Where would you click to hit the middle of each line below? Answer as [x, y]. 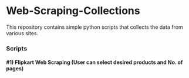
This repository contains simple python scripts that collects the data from [95, 27]
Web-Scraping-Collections [73, 11]
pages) [15, 69]
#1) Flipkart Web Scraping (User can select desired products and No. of [95, 62]
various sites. [22, 33]
